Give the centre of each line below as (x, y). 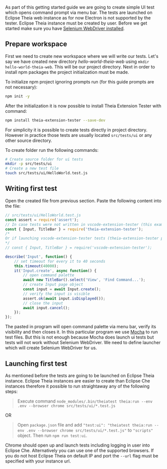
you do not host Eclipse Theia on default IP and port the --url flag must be (82, 456)
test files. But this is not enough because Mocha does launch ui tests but (80, 337)
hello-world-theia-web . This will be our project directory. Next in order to (80, 66)
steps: (11, 391)
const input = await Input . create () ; (62, 289)
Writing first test (31, 189)
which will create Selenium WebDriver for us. (51, 348)
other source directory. (29, 140)
